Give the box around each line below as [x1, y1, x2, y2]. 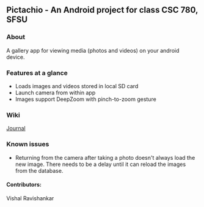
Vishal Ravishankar [6, 194, 54, 201]
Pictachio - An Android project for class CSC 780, [6, 5, 199, 15]
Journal [6, 125, 26, 132]
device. [6, 53, 25, 61]
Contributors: [6, 181, 42, 189]
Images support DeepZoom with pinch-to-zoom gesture [15, 95, 157, 103]
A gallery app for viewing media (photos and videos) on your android [6, 47, 180, 54]
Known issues [6, 140, 49, 149]
